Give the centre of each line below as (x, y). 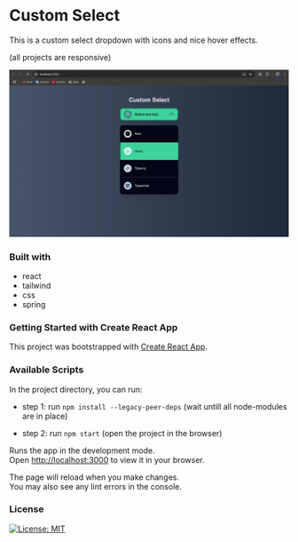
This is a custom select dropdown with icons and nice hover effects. (134, 40)
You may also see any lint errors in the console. (95, 486)
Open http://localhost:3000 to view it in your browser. (107, 459)
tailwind (36, 285)
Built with (30, 257)
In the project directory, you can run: (76, 389)
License (27, 509)
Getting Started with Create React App (94, 327)
